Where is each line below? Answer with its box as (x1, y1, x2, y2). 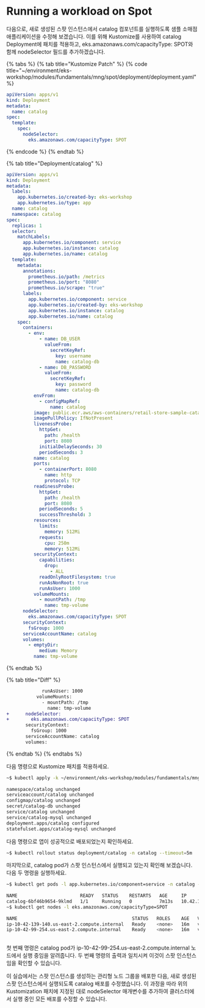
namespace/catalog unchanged (6, 786, 81, 792)
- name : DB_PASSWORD (38, 364, 92, 370)
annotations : (22, 268, 56, 274)
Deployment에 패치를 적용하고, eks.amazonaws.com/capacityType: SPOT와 (6, 40, 193, 48)
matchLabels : (17, 234, 51, 240)
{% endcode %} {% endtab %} (6, 148, 84, 155)
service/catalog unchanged (6, 809, 75, 815)
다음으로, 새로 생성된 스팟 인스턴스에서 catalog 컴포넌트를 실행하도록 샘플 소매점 (6, 25, 198, 32)
